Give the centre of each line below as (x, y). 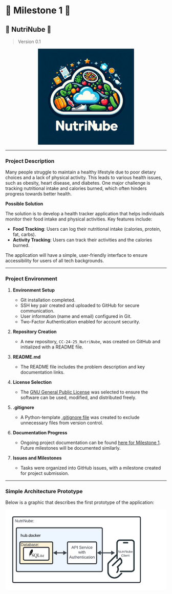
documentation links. (42, 372)
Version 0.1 (29, 41)
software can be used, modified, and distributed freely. (78, 397)
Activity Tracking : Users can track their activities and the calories (82, 240)
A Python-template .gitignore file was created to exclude (80, 417)
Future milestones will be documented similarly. (71, 448)
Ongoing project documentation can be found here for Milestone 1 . (91, 443)
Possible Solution (24, 204)
